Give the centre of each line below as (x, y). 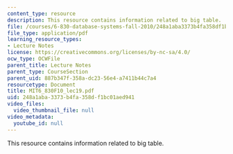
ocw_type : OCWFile (34, 59)
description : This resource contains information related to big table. (114, 20)
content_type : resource (42, 14)
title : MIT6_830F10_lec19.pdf (51, 91)
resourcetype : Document (42, 85)
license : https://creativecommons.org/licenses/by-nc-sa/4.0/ (99, 53)
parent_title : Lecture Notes (49, 65)
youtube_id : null (38, 123)
